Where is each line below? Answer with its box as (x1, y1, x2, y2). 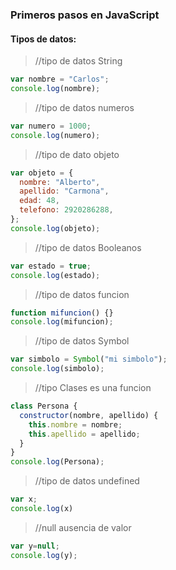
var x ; (10, 494, 38, 505)
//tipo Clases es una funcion (34, 382, 152, 393)
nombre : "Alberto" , (19, 177, 101, 187)
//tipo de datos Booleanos (34, 241, 142, 253)
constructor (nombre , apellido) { (19, 410, 159, 420)
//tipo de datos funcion (34, 288, 130, 300)
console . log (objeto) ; (10, 223, 101, 233)
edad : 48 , (19, 196, 60, 206)
